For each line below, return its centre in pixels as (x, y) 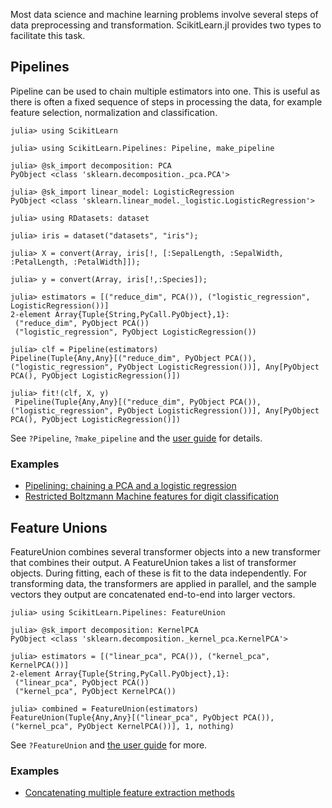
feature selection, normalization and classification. (114, 112)
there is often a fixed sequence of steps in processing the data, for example (166, 101)
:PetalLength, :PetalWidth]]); (75, 262)
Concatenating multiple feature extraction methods (129, 793)
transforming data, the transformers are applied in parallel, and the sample (163, 583)
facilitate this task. (48, 35)
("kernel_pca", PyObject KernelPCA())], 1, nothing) (122, 726)
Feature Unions (59, 527)
